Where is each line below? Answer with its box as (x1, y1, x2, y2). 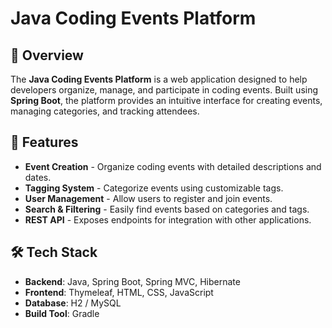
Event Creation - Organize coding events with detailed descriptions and (24, 160, 322, 172)
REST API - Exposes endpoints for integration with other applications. (24, 213, 312, 226)
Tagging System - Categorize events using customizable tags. (24, 182, 284, 194)
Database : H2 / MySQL (24, 297, 122, 309)
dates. (24, 171, 52, 183)
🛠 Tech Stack (10, 244, 98, 261)
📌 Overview (10, 47, 84, 64)
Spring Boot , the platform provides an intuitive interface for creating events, (10, 95, 323, 106)
